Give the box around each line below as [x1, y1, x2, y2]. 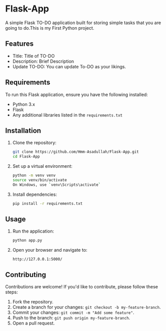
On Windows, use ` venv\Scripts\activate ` [12, 182, 101, 187]
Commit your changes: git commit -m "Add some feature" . [12, 309, 134, 315]
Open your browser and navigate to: [12, 247, 88, 253]
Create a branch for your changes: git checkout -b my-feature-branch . [12, 304, 161, 310]
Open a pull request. [12, 320, 55, 326]
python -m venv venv [12, 173, 56, 178]
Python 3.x [12, 101, 35, 107]
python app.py [12, 238, 42, 243]
